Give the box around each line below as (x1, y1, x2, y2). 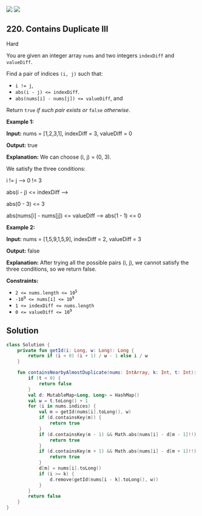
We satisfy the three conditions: (6, 165, 86, 172)
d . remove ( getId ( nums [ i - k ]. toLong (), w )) (49, 476, 159, 483)
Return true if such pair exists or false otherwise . (6, 106, 130, 113)
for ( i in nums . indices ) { (28, 403, 96, 409)
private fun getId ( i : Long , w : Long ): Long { (17, 347, 135, 354)
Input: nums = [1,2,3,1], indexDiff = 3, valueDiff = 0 (6, 130, 132, 137)
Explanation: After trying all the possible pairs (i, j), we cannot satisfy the (6, 259, 189, 266)
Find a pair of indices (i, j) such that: (6, 70, 103, 77)
